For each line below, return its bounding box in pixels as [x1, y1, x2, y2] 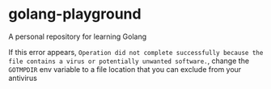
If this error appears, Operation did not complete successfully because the [8, 47, 264, 57]
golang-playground [8, 5, 142, 23]
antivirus [8, 73, 38, 83]
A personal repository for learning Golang [8, 32, 147, 41]
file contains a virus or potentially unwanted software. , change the [8, 56, 249, 66]
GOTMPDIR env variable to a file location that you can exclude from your [8, 64, 242, 74]
